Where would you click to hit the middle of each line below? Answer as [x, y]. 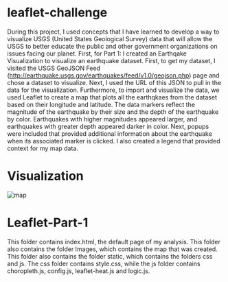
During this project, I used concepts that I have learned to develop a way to [113, 32]
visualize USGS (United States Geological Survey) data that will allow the [110, 38]
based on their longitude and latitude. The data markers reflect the [101, 104]
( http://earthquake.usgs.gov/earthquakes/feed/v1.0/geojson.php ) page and [113, 75]
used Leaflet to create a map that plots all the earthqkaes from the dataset [112, 97]
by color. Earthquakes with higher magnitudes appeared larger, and [102, 119]
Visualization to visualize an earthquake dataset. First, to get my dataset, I [111, 60]
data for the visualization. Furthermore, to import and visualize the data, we [113, 90]
